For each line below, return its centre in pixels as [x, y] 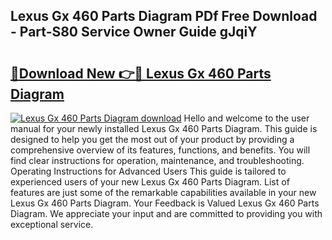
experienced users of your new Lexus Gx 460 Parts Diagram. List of [150, 182]
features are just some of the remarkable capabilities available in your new [163, 192]
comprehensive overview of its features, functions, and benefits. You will [160, 150]
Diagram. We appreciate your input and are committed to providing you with [166, 213]
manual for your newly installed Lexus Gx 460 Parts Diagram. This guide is [164, 128]
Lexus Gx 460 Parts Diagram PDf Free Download [164, 16]
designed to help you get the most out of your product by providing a [152, 139]
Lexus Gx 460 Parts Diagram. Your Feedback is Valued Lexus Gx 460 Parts [165, 203]
